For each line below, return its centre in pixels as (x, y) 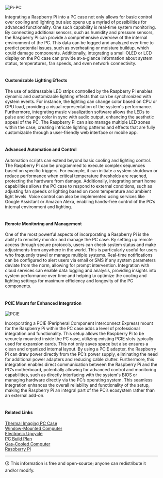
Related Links (19, 412)
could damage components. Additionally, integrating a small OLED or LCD (79, 53)
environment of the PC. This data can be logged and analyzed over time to (79, 43)
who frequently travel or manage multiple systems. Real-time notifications (79, 255)
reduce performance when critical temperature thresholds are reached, (76, 176)
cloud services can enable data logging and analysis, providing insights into (81, 271)
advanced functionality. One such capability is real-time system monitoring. (81, 27)
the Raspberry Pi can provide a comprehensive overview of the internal (76, 37)
